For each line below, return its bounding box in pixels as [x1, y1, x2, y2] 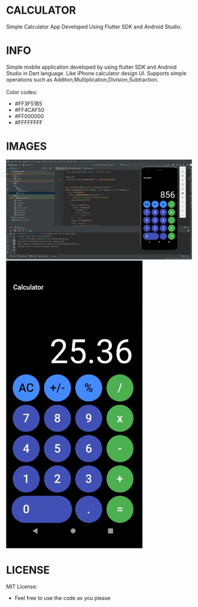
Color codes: [6, 88, 38, 95]
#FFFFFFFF [14, 119, 43, 126]
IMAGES [6, 140, 47, 153]
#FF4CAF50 [14, 106, 45, 113]
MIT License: [6, 583, 38, 590]
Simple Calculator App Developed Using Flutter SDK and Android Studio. [6, 23, 182, 30]
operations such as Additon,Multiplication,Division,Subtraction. [6, 76, 159, 83]
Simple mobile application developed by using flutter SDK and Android [6, 63, 177, 70]
